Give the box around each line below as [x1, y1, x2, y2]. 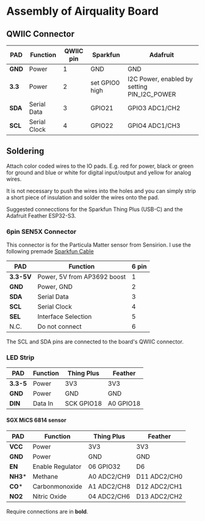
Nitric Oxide [32, 492, 67, 500]
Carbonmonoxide [32, 482, 82, 490]
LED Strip [6, 353, 35, 362]
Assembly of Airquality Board [6, 4, 159, 18]
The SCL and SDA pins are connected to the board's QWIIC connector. [6, 338, 184, 345]
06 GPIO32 [88, 462, 121, 471]
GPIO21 [90, 104, 114, 112]
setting [128, 83, 148, 91]
